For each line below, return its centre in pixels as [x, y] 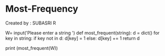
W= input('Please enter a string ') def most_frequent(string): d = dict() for [82, 33]
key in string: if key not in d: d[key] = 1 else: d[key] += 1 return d [73, 38]
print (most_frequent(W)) [32, 48]
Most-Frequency [42, 9]
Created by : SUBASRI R [31, 23]
